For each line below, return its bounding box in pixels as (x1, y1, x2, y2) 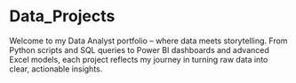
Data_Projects (9, 6, 116, 26)
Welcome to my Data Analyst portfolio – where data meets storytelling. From (9, 35, 288, 46)
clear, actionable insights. (9, 64, 103, 74)
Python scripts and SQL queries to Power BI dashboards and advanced (9, 44, 269, 55)
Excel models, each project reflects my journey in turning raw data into (9, 54, 268, 64)
